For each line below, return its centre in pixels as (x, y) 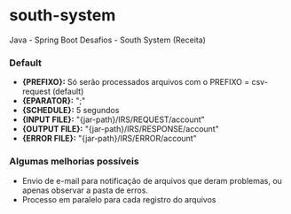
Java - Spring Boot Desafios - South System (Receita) (108, 40)
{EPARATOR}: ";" (54, 101)
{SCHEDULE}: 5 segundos (71, 111)
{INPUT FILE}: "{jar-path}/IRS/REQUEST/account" (114, 119)
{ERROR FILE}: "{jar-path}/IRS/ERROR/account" (109, 139)
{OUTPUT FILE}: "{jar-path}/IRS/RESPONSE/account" (120, 129)
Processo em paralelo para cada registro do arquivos (119, 199)
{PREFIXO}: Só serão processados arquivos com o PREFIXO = (136, 82)
